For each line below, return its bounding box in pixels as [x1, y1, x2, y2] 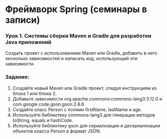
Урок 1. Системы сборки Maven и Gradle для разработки [5, 32, 151, 39]
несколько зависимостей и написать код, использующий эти [5, 56, 138, 62]
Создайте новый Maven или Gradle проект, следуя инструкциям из [12, 85, 157, 91]
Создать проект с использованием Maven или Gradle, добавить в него [5, 50, 157, 56]
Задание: [5, 73, 29, 80]
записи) [5, 14, 40, 26]
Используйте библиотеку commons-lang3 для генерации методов [12, 112, 155, 118]
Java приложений [5, 39, 52, 46]
